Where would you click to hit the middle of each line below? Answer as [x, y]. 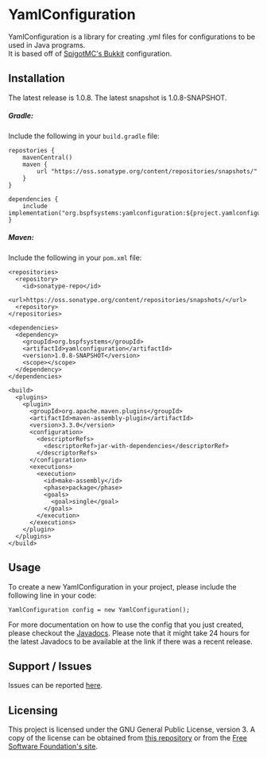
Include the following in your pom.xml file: [75, 257]
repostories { [32, 150]
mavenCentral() [48, 157]
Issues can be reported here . [56, 686]
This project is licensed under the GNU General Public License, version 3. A [132, 729]
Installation [37, 78]
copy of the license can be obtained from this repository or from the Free [128, 738]
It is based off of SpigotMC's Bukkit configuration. [90, 53]
